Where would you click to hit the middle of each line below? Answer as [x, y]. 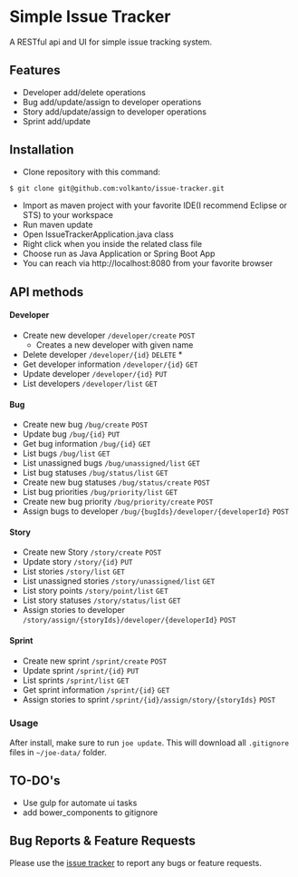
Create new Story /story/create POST [92, 552]
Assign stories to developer [73, 610]
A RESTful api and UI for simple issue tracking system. [111, 42]
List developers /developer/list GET [90, 384]
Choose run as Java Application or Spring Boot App [119, 254]
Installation [42, 150]
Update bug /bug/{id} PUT [71, 434]
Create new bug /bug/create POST [85, 425]
